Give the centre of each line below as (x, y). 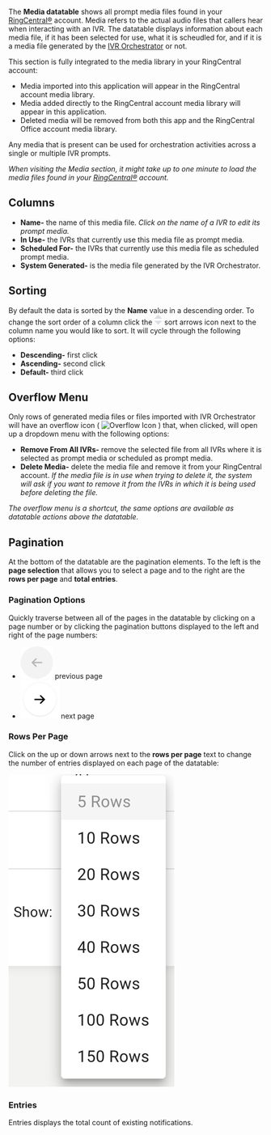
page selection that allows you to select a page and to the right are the (127, 570)
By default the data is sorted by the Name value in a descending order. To (131, 310)
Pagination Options (47, 600)
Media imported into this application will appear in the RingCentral (130, 86)
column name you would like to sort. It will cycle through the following (125, 330)
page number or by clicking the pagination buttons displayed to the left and (133, 626)
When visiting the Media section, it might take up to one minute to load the (133, 169)
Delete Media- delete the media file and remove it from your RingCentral (141, 467)
